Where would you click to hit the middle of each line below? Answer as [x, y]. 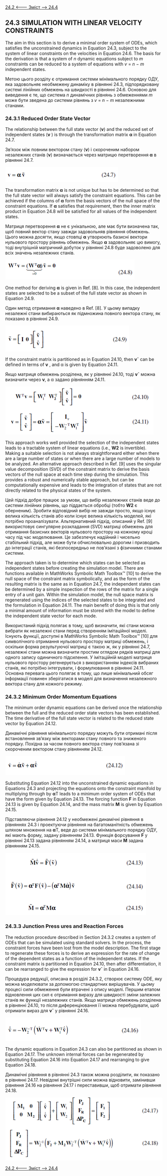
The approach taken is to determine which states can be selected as [76, 563]
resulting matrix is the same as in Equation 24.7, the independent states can [83, 584]
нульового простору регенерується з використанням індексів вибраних [82, 663]
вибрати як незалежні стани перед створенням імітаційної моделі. [76, 631]
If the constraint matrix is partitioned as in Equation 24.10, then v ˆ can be [80, 360]
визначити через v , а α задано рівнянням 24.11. [55, 380]
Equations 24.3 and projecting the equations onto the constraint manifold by [83, 788]
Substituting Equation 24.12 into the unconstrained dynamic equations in [79, 783]
